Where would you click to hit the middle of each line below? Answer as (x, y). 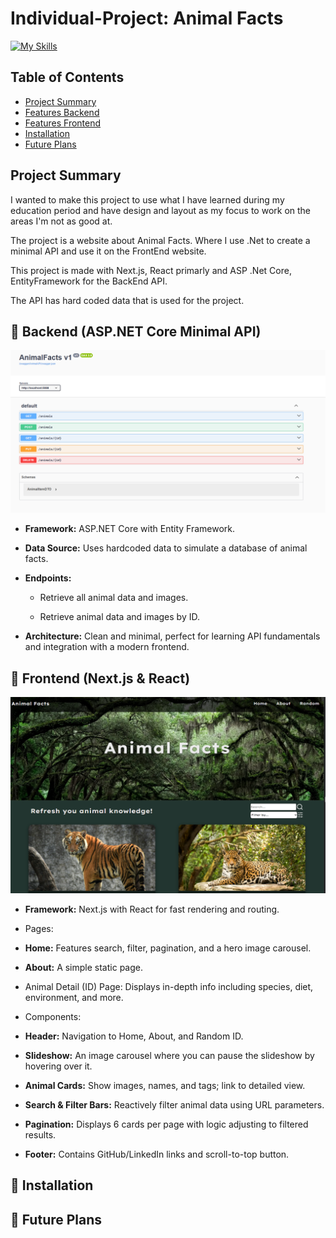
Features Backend (62, 112)
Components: (53, 1017)
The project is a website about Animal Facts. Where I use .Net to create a (160, 240)
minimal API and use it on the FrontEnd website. (108, 251)
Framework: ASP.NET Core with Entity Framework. (130, 529)
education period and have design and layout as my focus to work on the (161, 210)
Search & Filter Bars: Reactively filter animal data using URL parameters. (174, 1105)
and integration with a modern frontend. (107, 647)
